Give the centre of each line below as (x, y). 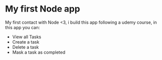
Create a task (26, 42)
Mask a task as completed (39, 52)
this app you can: (23, 27)
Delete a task (26, 47)
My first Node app (42, 9)
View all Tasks (27, 37)
